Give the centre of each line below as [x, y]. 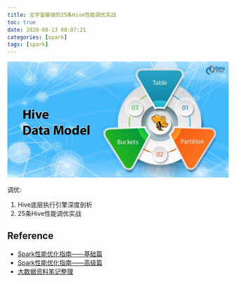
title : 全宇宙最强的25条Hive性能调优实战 [62, 15]
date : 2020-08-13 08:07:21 [47, 30]
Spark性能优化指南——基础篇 [60, 254]
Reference [31, 236]
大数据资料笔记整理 [45, 271]
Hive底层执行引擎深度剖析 [55, 205]
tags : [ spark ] [28, 45]
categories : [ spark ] [38, 37]
